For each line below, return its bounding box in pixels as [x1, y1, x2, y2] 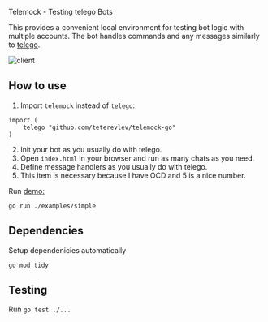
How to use [8, 79, 67, 92]
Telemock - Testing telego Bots [8, 7, 114, 16]
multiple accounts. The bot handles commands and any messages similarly [8, 32, 260, 41]
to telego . [8, 40, 41, 49]
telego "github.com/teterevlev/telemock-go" [23, 123, 176, 131]
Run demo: [8, 186, 45, 195]
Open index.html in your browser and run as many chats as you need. [19, 153, 255, 163]
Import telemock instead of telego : [19, 101, 136, 110]
